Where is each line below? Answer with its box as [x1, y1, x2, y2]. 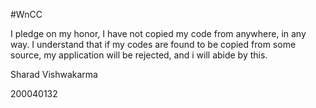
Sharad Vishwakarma [10, 69, 98, 80]
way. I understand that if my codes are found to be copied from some [10, 39, 297, 50]
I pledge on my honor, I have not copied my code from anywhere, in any [10, 28, 307, 39]
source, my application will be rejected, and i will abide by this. [10, 49, 268, 61]
